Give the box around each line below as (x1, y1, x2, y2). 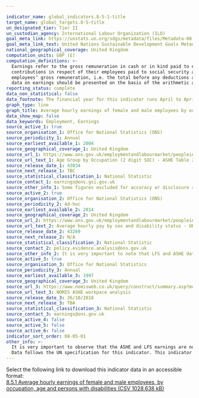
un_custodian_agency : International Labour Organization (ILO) (6, 30, 166, 36)
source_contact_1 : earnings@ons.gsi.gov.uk (6, 179, 115, 185)
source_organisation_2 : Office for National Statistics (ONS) (6, 195, 163, 201)
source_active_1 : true (6, 124, 62, 130)
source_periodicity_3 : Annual (6, 267, 81, 273)
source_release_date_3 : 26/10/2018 (6, 294, 94, 301)
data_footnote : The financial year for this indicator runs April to (6, 97, 182, 102)
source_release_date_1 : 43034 (6, 162, 81, 169)
